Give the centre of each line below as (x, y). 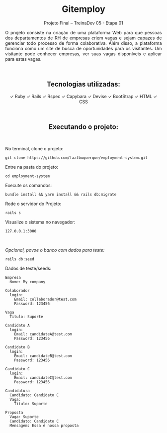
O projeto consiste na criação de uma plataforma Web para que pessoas (83, 32)
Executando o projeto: (83, 127)
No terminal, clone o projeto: (34, 148)
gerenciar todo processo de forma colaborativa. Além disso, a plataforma (83, 43)
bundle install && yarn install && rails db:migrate (61, 194)
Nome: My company (28, 282)
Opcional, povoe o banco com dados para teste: (55, 250)
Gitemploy (83, 9)
